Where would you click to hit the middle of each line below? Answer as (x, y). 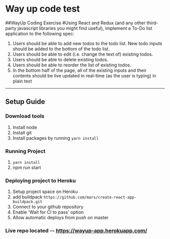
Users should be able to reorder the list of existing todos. (72, 65)
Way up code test (42, 9)
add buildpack (28, 197)
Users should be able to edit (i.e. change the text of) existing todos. (83, 54)
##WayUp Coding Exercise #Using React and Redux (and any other (75, 23)
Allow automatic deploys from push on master (60, 218)
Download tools (25, 116)
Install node (25, 127)
